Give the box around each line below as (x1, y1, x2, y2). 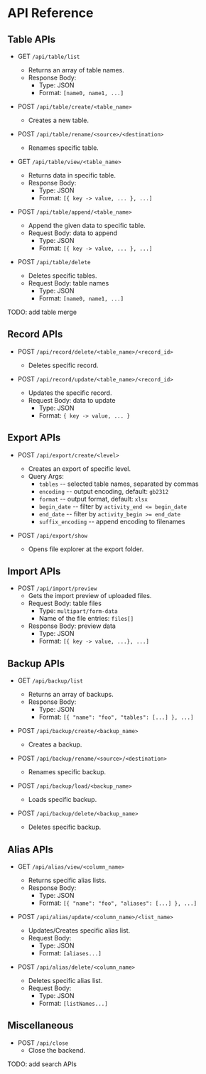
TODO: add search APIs (7, 1060, 77, 1068)
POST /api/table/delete (17, 258, 91, 266)
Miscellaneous (7, 1019, 74, 1031)
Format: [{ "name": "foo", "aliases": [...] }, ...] (38, 899, 197, 907)
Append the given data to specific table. (28, 222, 146, 229)
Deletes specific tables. (28, 271, 97, 280)
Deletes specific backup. (28, 823, 102, 832)
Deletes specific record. (28, 361, 99, 369)
